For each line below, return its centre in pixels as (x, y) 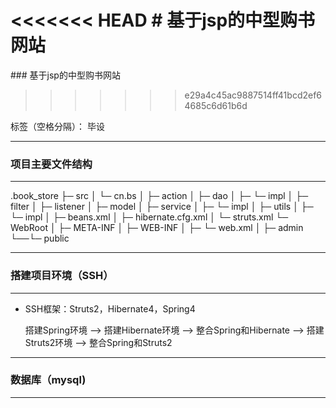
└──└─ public (40, 238)
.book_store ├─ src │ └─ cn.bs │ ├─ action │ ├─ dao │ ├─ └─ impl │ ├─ (159, 196)
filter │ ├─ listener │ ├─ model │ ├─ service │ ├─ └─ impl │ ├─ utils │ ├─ (162, 207)
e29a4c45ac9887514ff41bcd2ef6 (253, 95)
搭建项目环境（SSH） (62, 276)
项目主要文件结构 (51, 164)
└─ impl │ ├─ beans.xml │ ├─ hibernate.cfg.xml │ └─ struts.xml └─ (149, 217)
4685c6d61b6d (216, 105)
